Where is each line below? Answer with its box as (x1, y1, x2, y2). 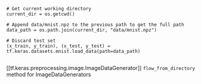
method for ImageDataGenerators (6, 71, 92, 78)
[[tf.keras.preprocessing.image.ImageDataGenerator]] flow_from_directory (6, 65, 196, 71)
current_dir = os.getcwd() (6, 11, 75, 17)
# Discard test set (6, 38, 56, 44)
